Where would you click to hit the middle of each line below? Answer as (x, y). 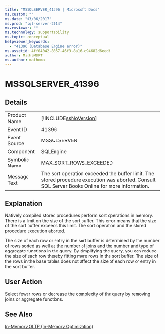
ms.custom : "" (20, 14)
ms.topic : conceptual (27, 37)
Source (16, 144)
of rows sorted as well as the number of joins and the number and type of (80, 246)
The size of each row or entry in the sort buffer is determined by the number (82, 241)
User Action (24, 282)
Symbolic (18, 160)
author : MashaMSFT (24, 55)
